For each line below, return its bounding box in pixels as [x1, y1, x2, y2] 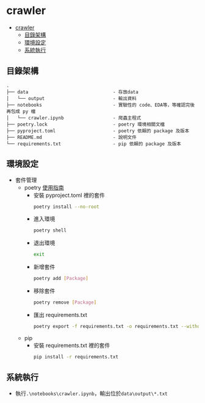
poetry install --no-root [33, 204, 99, 210]
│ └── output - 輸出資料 [6, 95, 137, 101]
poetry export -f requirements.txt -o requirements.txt [33, 323, 179, 329]
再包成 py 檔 [6, 108, 36, 115]
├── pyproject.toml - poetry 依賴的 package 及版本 [6, 127, 190, 134]
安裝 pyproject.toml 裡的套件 [33, 191, 106, 199]
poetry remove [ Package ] [33, 299, 97, 305]
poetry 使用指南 [24, 184, 64, 191]
